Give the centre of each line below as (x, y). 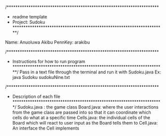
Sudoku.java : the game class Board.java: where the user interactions (88, 107)
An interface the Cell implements (46, 128)
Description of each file (36, 97)
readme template (30, 17)
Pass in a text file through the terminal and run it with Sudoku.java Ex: (90, 72)
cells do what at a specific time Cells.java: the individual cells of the (81, 118)
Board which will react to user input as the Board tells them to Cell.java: (85, 123)
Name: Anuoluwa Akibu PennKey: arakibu (48, 42)
